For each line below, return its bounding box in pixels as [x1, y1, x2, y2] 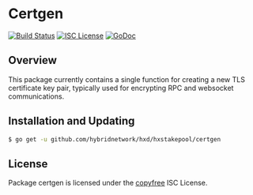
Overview [8, 54, 58, 67]
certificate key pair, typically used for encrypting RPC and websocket [8, 83, 234, 92]
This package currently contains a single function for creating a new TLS [8, 74, 245, 84]
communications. [8, 92, 65, 101]
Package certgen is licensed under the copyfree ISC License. [8, 178, 208, 188]
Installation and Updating [8, 114, 135, 128]
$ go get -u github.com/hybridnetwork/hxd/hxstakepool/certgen [8, 135, 221, 143]
